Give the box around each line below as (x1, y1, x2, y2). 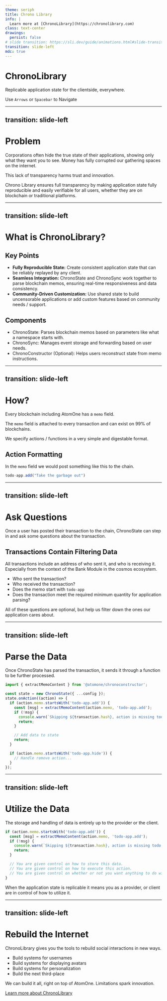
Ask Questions (5, 511, 67, 523)
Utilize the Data (5, 803, 70, 815)
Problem (5, 135, 41, 147)
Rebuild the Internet (5, 929, 89, 940)
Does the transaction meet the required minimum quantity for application (12, 592, 162, 598)
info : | (5, 16, 21, 21)
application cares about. (5, 612, 55, 618)
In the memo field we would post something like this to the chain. (5, 464, 134, 470)
